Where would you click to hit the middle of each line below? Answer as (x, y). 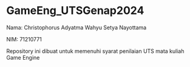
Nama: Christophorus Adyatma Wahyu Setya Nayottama (76, 27)
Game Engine (23, 57)
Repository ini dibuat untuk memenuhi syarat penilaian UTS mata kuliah (95, 51)
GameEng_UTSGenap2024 (75, 11)
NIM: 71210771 (24, 39)
